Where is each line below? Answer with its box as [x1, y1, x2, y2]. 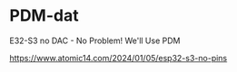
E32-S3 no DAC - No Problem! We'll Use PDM [9, 35, 181, 46]
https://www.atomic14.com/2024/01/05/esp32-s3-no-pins [9, 52, 228, 63]
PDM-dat [9, 5, 79, 26]
